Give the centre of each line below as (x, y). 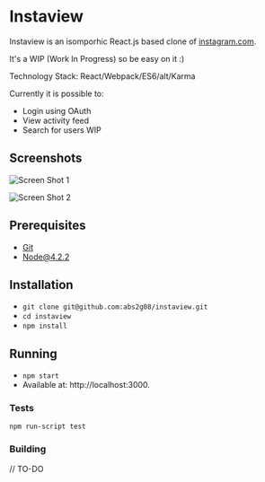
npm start (41, 376)
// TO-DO (26, 469)
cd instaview (47, 317)
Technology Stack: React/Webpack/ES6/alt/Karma (102, 76)
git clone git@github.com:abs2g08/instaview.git (115, 307)
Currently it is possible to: (57, 93)
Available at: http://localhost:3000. (86, 385)
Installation (41, 285)
